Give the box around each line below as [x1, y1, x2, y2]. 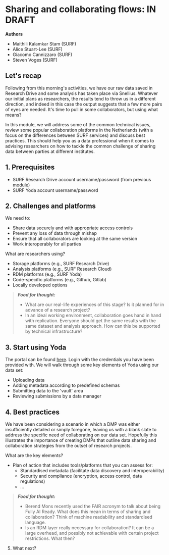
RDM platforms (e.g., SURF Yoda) [12, 271, 82, 277]
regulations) [20, 478, 45, 484]
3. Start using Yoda [5, 343, 67, 351]
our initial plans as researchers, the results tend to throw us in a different [5, 95, 156, 102]
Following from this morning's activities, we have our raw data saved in [5, 85, 153, 91]
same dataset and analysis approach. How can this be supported [25, 323, 160, 329]
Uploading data [12, 377, 45, 383]
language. [25, 519, 46, 525]
